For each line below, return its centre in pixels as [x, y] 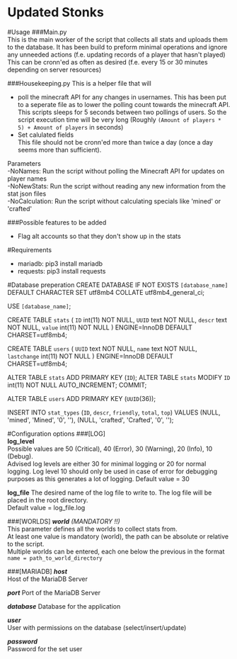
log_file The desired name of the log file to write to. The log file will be [110, 492]
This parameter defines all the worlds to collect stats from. [93, 529]
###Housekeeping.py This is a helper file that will [80, 83]
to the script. [26, 543]
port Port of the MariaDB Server [54, 592]
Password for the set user [45, 648]
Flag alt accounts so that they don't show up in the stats [99, 236]
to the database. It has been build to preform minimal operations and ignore [117, 47]
